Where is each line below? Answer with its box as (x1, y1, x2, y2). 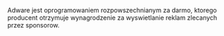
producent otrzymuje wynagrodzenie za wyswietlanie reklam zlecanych (7, 13, 218, 22)
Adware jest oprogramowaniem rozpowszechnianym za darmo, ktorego (7, 6, 217, 14)
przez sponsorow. (7, 21, 60, 29)
